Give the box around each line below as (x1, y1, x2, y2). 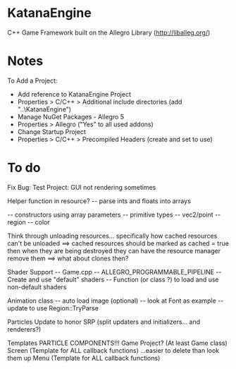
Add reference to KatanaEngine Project (17, 90, 132, 98)
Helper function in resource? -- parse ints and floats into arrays (7, 196, 192, 205)
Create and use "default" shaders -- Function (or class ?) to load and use (7, 275, 220, 284)
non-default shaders (7, 282, 67, 291)
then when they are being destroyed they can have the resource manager (7, 246, 221, 255)
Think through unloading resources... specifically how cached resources (7, 231, 218, 240)
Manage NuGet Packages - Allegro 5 (17, 112, 125, 121)
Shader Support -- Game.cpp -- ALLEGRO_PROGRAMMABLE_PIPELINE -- (7, 267, 222, 276)
